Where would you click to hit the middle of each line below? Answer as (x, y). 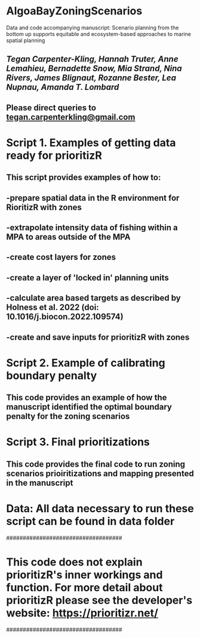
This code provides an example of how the (87, 397)
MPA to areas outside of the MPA (68, 237)
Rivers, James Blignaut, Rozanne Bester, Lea (91, 78)
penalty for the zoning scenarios (68, 417)
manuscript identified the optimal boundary (89, 407)
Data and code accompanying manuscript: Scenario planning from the (93, 28)
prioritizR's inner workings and (84, 575)
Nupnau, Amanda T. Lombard (63, 87)
